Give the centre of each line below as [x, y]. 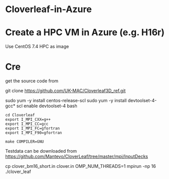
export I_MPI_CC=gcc [27, 124]
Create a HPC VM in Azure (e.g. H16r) [85, 33]
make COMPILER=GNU [25, 142]
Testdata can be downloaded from [41, 151]
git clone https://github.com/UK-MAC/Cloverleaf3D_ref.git [66, 91]
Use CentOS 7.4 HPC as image [37, 47]
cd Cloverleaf [20, 115]
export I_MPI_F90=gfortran [34, 133]
